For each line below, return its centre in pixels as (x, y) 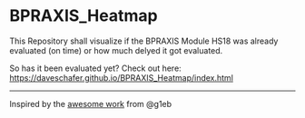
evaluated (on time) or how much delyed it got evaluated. (116, 50)
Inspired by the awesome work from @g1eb (91, 103)
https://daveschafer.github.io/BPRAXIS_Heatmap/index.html (122, 77)
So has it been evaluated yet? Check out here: (95, 68)
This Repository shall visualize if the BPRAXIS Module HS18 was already (144, 41)
